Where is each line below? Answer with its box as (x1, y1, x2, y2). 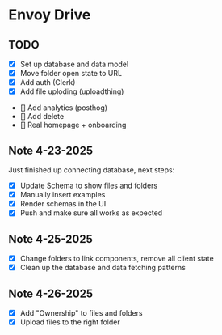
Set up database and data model (19, 59, 129, 69)
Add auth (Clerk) (19, 78, 76, 87)
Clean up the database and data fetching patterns (19, 263, 186, 273)
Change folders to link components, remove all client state (19, 253, 214, 264)
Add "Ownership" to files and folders (19, 308, 143, 318)
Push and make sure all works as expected (19, 208, 163, 218)
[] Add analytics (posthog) (19, 103, 107, 112)
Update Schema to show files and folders (19, 180, 158, 191)
